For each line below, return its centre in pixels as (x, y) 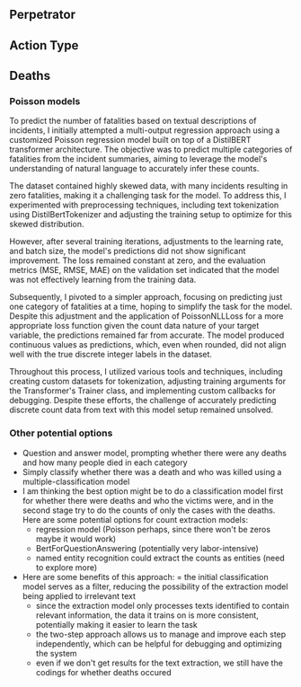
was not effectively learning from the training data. (103, 280)
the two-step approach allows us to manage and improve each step (161, 634)
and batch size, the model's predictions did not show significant (128, 251)
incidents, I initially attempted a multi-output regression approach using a (145, 130)
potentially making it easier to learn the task (116, 624)
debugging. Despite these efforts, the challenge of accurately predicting (143, 401)
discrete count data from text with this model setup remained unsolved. (142, 410)
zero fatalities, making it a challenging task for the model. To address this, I (148, 196)
